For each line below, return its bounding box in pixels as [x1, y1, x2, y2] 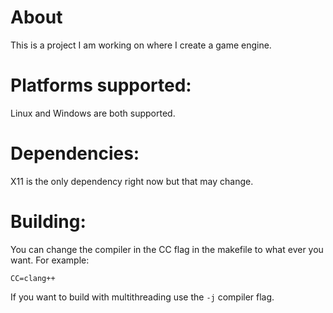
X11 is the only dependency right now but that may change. [10, 175, 254, 187]
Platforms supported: [10, 74, 192, 97]
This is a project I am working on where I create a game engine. [10, 39, 272, 51]
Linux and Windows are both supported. [10, 107, 176, 119]
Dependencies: [10, 142, 140, 165]
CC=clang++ [10, 273, 56, 283]
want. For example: [10, 254, 90, 266]
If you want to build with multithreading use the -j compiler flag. [10, 291, 275, 303]
